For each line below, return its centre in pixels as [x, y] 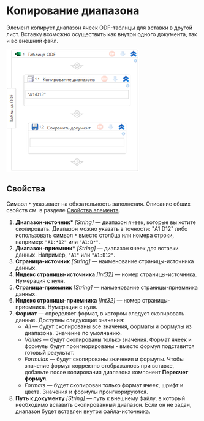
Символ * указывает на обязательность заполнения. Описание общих [99, 204]
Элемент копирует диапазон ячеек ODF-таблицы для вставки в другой [100, 28]
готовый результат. [49, 352]
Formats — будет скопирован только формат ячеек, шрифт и [104, 385]
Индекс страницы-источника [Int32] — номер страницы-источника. [106, 274]
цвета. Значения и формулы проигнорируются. [86, 392]
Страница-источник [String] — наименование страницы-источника [104, 261]
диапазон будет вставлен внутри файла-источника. [83, 411]
